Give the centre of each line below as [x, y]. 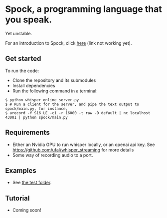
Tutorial [17, 198]
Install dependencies [34, 85]
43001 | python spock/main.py [37, 117]
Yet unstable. [19, 33]
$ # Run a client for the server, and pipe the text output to [72, 104]
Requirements [27, 133]
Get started [23, 59]
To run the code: [22, 71]
